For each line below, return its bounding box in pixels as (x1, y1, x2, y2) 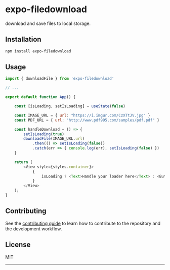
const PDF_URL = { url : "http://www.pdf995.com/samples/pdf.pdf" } (14, 117, 159, 123)
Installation (5, 35, 41, 44)
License (5, 241, 31, 249)
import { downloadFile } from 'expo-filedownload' (5, 76, 114, 81)
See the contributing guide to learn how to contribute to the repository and (5, 220, 161, 226)
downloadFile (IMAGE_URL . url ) (23, 136, 85, 141)
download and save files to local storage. (5, 20, 91, 26)
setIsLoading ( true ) (23, 131, 65, 137)
